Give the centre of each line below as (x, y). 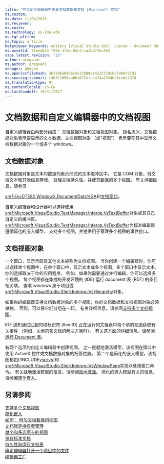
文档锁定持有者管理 (24, 426)
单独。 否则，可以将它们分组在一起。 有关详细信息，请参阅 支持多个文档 (77, 308)
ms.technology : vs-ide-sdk (32, 32)
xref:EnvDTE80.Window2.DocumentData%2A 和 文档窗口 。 (64, 196)
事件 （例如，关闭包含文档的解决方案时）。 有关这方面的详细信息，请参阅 (82, 331)
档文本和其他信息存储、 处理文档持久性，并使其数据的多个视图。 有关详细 (79, 180)
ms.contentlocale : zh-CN (30, 87)
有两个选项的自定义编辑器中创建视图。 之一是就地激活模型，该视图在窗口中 (81, 347)
